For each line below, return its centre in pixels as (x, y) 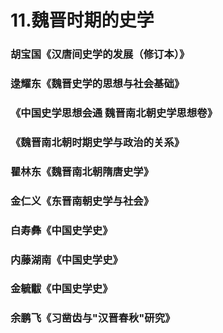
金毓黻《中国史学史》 (61, 289)
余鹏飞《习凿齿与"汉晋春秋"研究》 (93, 318)
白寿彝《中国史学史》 (61, 230)
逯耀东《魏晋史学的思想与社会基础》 (97, 84)
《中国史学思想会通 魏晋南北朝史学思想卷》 (114, 113)
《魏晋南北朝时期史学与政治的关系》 (97, 142)
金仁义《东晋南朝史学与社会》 (82, 201)
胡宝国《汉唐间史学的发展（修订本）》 (100, 54)
